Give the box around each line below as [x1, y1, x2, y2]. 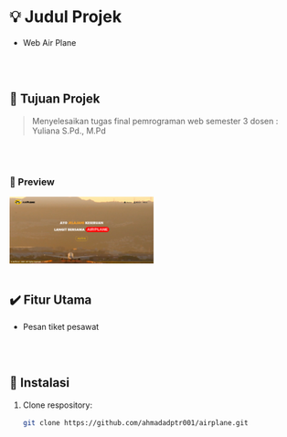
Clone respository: [22, 400, 93, 410]
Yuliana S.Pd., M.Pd [31, 125, 107, 136]
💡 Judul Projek [9, 6, 122, 27]
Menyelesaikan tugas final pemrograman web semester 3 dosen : [31, 115, 279, 126]
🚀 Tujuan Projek [9, 91, 101, 107]
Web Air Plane [22, 37, 77, 48]
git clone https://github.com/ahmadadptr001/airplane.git [22, 418, 249, 427]
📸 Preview [9, 176, 55, 188]
